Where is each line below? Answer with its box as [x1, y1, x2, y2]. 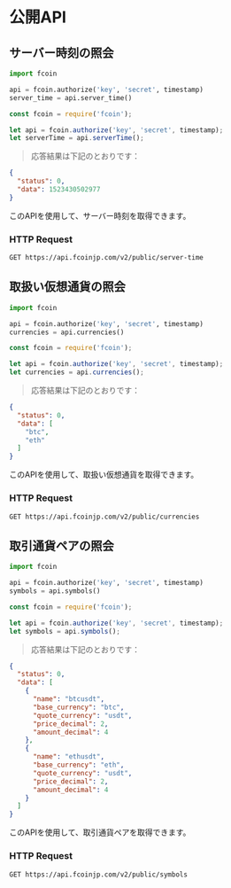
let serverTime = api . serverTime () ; [9, 134, 144, 143]
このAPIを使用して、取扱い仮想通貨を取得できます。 [9, 470, 199, 480]
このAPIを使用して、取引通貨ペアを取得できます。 [9, 827, 191, 837]
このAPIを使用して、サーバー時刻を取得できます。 [9, 210, 191, 221]
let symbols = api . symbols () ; [9, 627, 121, 635]
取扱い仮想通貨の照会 [9, 279, 126, 294]
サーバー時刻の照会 [9, 45, 114, 60]
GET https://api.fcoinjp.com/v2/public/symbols [9, 869, 189, 879]
